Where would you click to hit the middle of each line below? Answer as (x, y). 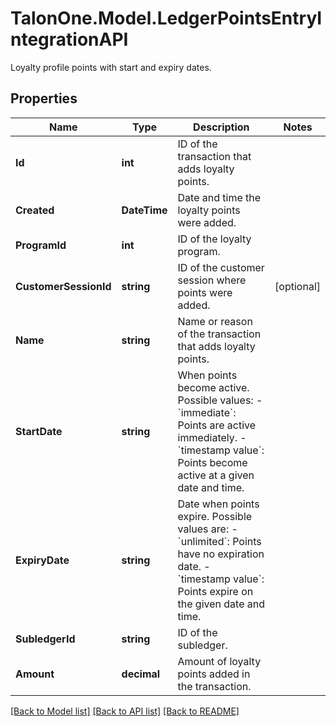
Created (35, 210)
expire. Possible (215, 516)
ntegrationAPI (69, 39)
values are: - (207, 529)
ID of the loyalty (214, 239)
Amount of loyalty (219, 661)
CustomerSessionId (63, 286)
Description (221, 127)
